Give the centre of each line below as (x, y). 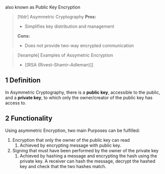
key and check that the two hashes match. (63, 166)
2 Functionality (29, 118)
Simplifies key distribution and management (69, 26)
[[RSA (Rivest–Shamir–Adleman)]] (59, 65)
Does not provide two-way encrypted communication (79, 46)
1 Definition (23, 81)
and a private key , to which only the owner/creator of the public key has (79, 97)
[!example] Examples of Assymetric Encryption (65, 55)
